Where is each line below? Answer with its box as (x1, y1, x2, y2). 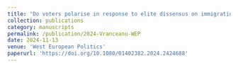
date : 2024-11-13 (7, 37, 59, 44)
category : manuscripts (7, 23, 74, 30)
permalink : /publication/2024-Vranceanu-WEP (7, 30, 141, 38)
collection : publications (7, 17, 84, 24)
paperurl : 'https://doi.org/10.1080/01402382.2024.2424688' (7, 50, 189, 57)
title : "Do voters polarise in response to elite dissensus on (7, 10, 198, 18)
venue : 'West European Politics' (7, 43, 106, 50)
